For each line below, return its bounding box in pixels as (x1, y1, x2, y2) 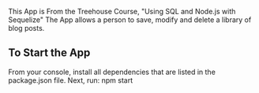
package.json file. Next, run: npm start (8, 75, 133, 85)
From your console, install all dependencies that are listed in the (8, 67, 216, 76)
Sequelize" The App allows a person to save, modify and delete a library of (8, 15, 252, 24)
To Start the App (8, 46, 91, 60)
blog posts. (8, 24, 45, 32)
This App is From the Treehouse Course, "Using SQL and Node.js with (8, 7, 236, 16)
